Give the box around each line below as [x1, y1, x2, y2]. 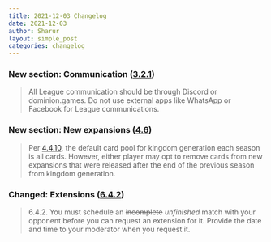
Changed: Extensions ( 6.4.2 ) [8, 189, 125, 200]
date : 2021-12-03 [8, 19, 67, 28]
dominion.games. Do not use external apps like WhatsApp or [28, 96, 231, 105]
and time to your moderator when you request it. [28, 224, 191, 235]
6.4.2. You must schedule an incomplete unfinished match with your [28, 207, 256, 217]
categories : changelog [8, 42, 85, 50]
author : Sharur [8, 27, 60, 35]
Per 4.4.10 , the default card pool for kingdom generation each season [28, 142, 260, 152]
